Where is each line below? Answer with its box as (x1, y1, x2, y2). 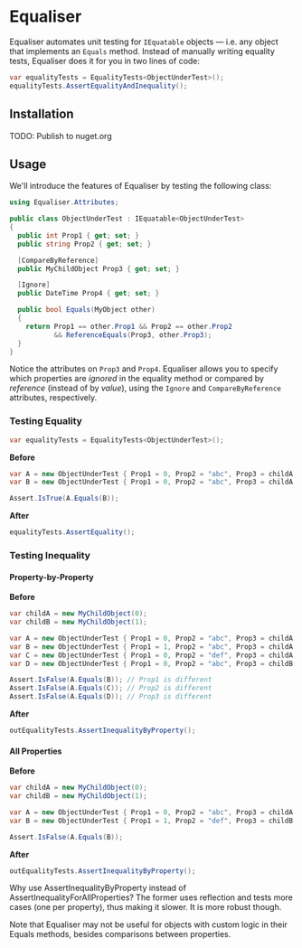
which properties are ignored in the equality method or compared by (9, 373, 265, 384)
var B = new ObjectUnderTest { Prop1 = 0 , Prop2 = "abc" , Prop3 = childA (9, 477, 294, 487)
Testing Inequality (9, 549, 90, 562)
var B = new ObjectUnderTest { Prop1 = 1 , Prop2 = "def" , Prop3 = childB (9, 816, 294, 825)
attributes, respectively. (9, 392, 98, 403)
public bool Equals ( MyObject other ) (17, 305, 156, 314)
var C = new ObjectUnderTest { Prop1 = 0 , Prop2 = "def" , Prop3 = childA (9, 651, 294, 660)
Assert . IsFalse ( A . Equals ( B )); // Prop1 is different (9, 675, 212, 684)
